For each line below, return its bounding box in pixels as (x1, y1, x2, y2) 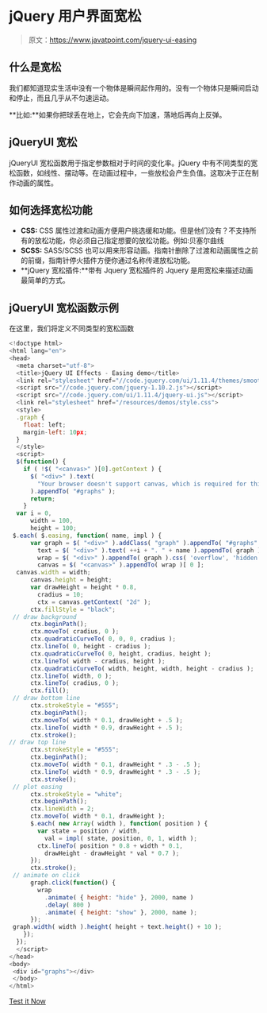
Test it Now (9, 996, 47, 1006)
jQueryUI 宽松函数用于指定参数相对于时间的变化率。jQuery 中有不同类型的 (9, 158, 251, 168)
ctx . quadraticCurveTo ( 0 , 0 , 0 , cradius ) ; (29, 635, 177, 644)
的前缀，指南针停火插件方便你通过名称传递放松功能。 (20, 256, 195, 265)
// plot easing (12, 783, 63, 791)
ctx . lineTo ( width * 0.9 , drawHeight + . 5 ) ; (29, 724, 183, 732)
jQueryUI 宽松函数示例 (9, 301, 120, 315)
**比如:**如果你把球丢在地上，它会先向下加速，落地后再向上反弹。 (9, 110, 227, 119)
